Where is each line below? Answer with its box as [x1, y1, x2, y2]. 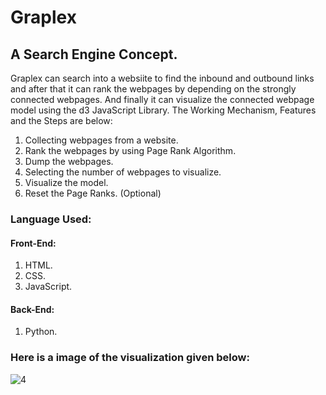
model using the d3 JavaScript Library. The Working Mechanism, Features [10, 104, 317, 116]
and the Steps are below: [10, 115, 113, 126]
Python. [24, 326, 58, 338]
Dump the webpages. [24, 156, 114, 167]
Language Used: [10, 212, 92, 226]
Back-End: [10, 303, 55, 315]
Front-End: [10, 237, 57, 249]
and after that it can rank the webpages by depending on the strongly [10, 83, 297, 95]
